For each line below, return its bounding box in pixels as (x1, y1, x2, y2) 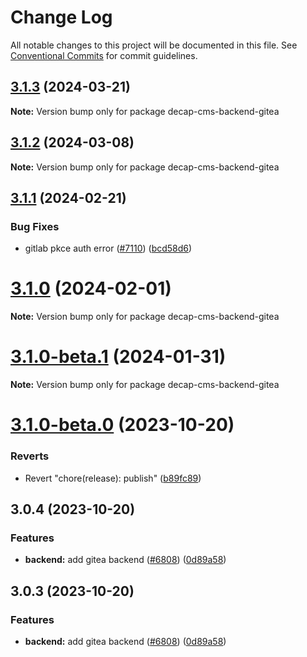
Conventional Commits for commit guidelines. (10, 49, 198, 61)
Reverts (10, 449, 50, 463)
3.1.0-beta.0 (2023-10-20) (10, 414, 235, 436)
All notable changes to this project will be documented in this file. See (10, 39, 298, 51)
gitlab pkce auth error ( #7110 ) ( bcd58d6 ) (24, 242, 193, 255)
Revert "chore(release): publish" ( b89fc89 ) (24, 472, 202, 484)
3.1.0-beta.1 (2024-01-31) (10, 346, 227, 368)
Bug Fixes (10, 219, 60, 233)
